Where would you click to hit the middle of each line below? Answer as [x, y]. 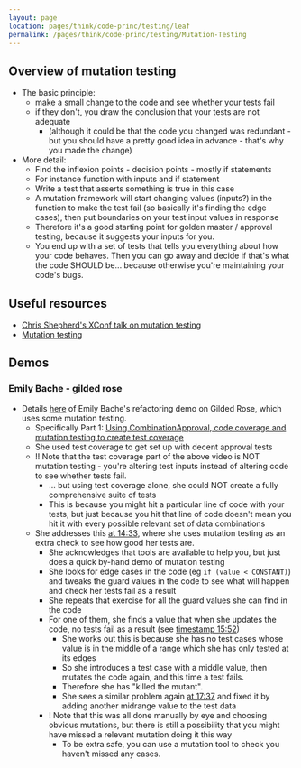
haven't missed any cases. [111, 754]
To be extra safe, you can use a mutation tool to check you [171, 744]
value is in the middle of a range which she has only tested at [175, 648]
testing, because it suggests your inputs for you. [125, 236]
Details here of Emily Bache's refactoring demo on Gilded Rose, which [151, 408]
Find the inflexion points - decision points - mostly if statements [153, 170]
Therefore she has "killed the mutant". [132, 686]
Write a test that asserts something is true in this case [135, 189]
